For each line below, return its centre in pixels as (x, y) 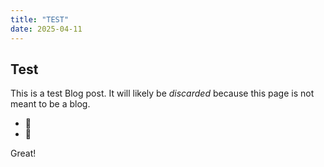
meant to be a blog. (50, 104)
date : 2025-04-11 (46, 29)
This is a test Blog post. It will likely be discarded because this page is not (162, 93)
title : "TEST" (40, 19)
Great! (23, 153)
